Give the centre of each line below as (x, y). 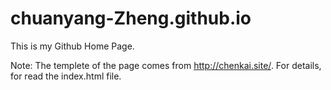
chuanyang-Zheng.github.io (131, 18)
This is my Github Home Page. (72, 46)
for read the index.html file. (66, 76)
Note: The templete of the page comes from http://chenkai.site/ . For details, (166, 65)
